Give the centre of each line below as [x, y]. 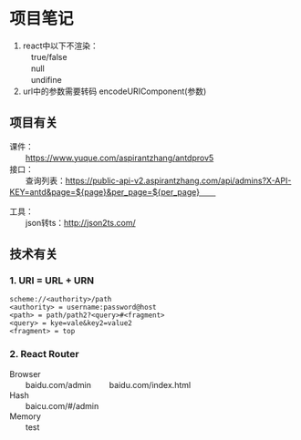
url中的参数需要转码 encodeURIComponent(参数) [114, 91]
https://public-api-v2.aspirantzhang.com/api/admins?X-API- [178, 180]
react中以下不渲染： [60, 46]
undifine [46, 79]
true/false [49, 56]
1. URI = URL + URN [52, 281]
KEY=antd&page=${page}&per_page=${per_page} [105, 191]
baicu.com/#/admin [62, 405]
